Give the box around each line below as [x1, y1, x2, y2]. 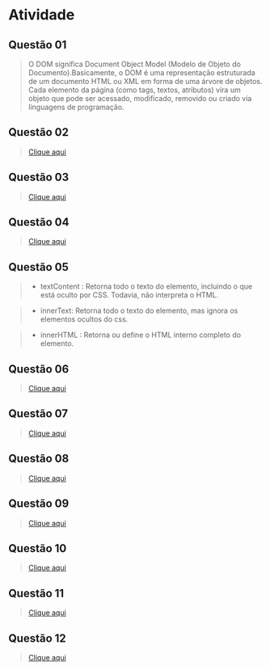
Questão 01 [8, 38, 67, 52]
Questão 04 [8, 216, 70, 230]
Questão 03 [8, 171, 70, 184]
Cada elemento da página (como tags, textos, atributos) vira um [27, 85, 241, 95]
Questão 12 [8, 631, 66, 645]
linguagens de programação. [27, 103, 124, 112]
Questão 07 [8, 407, 69, 421]
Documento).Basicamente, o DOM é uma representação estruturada [27, 68, 256, 78]
